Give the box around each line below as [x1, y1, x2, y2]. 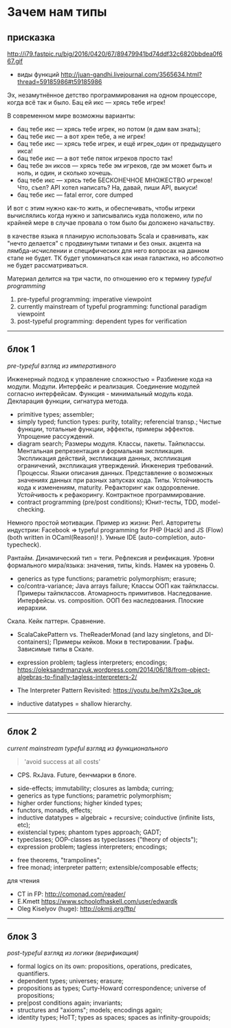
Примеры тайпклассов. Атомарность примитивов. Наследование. [16, 589, 212, 597]
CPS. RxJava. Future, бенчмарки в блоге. [16, 771, 137, 779]
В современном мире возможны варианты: [7, 111, 136, 120]
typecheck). [7, 540, 41, 549]
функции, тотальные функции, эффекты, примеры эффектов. [16, 424, 195, 433]
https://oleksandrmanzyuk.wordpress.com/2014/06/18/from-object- [16, 665, 210, 674]
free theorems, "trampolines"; [16, 855, 102, 864]
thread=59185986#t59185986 [16, 78, 102, 86]
